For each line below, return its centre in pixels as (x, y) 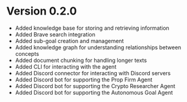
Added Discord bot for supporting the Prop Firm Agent (84, 80)
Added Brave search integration (55, 34)
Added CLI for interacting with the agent (66, 66)
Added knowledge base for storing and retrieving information (92, 28)
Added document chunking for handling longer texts (81, 60)
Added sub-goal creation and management (69, 41)
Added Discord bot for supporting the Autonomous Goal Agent (94, 92)
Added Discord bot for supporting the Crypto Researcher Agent (95, 86)
